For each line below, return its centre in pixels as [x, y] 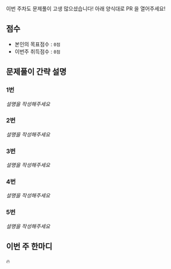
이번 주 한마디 [29, 246]
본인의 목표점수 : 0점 [37, 44]
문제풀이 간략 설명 [36, 72]
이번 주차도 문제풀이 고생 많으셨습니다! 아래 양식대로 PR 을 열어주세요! [86, 9]
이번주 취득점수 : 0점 [37, 51]
